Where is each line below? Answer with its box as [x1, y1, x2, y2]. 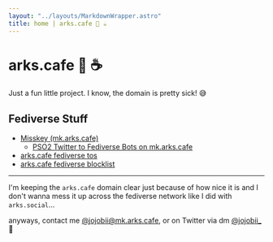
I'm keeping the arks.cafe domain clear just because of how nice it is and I [8, 183, 258, 192]
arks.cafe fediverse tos [19, 151, 97, 161]
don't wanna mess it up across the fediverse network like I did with [8, 192, 232, 201]
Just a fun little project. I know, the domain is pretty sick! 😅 [8, 89, 207, 98]
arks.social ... [8, 200, 55, 210]
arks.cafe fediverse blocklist [19, 159, 115, 169]
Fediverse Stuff [8, 111, 89, 126]
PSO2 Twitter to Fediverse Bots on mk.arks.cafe [32, 142, 193, 152]
